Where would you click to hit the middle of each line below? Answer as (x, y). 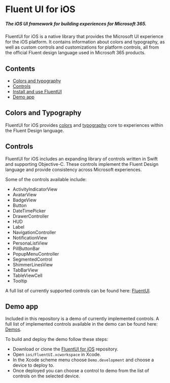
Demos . (13, 329)
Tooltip (20, 281)
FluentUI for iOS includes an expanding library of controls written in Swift (82, 159)
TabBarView (25, 270)
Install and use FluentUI (37, 91)
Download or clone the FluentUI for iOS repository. (65, 349)
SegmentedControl (32, 259)
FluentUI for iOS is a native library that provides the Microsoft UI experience (84, 37)
